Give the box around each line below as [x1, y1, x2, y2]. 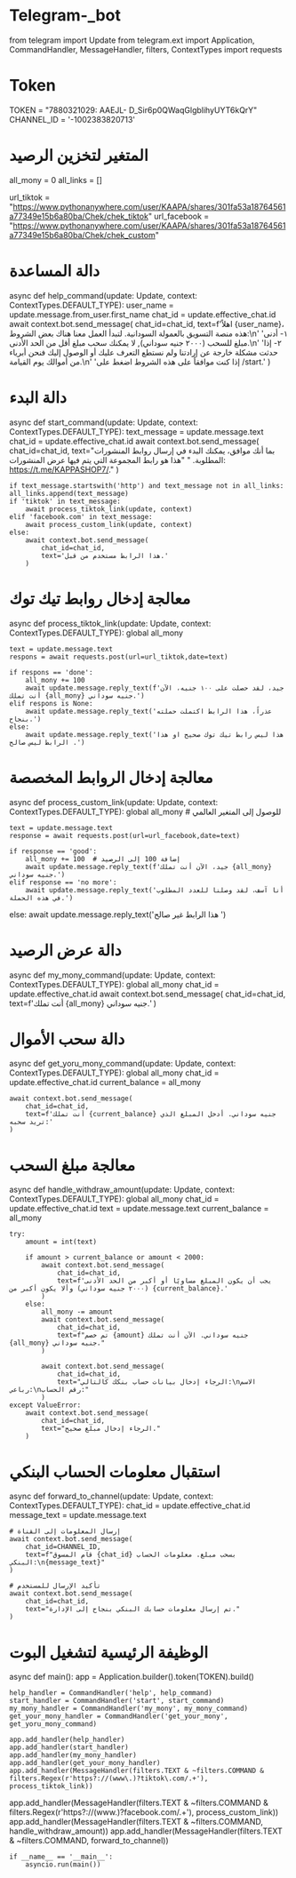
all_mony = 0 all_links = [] [9, 174, 102, 185]
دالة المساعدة [9, 261, 100, 281]
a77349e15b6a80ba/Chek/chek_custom [9, 229, 156, 240]
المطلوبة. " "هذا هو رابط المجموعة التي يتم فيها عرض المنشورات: [9, 454, 227, 465]
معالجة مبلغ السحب [9, 1155, 136, 1175]
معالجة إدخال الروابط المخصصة [9, 767, 213, 787]
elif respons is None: [9, 699, 93, 707]
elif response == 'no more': [9, 877, 117, 887]
